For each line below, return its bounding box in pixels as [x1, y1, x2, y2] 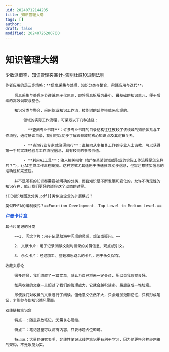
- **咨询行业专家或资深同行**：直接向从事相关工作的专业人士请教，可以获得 [23, 143, 161, 148]
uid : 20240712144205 [5, 7, 49, 13]
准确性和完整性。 [5, 168, 36, 173]
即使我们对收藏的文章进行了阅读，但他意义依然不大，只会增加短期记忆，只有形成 [14, 292, 157, 297]
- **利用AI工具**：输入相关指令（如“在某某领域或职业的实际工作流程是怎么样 [23, 158, 164, 163]
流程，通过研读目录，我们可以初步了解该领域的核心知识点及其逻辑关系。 [9, 133, 137, 138]
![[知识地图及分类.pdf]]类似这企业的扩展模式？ [5, 193, 93, 199]
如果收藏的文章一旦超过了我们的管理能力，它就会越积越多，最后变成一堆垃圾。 [14, 283, 153, 288]
